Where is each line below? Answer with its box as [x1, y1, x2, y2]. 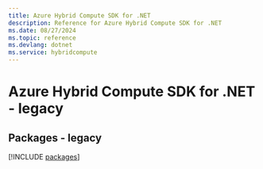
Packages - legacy [8, 131, 102, 144]
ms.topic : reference [8, 33, 77, 42]
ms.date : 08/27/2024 [8, 26, 77, 34]
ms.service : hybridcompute [8, 48, 98, 56]
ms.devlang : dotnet [8, 41, 73, 49]
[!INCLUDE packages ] [8, 152, 80, 161]
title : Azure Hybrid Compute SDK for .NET [8, 11, 151, 20]
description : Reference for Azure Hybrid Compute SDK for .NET [8, 19, 222, 27]
